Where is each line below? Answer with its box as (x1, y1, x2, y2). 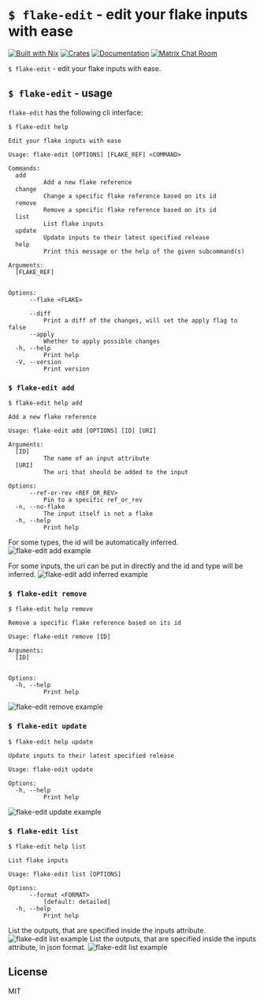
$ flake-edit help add (8, 399, 83, 408)
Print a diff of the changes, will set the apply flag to (43, 316, 238, 325)
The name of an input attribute (43, 454, 150, 463)
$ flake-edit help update (8, 737, 93, 746)
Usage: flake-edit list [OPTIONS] (8, 870, 122, 878)
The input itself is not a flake (43, 510, 154, 518)
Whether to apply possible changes (43, 337, 160, 345)
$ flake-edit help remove (8, 605, 93, 613)
